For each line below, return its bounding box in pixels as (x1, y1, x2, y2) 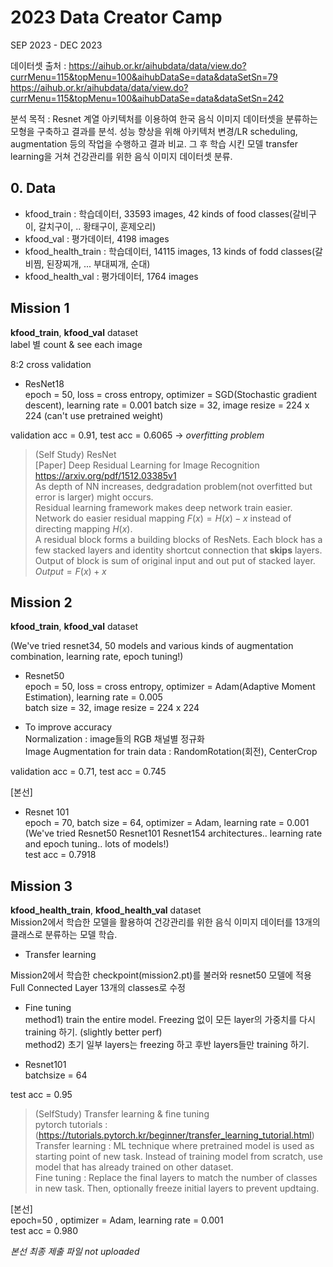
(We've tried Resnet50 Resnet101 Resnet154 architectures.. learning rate (24, 827, 323, 840)
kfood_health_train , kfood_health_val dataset (10, 904, 202, 916)
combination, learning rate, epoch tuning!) (10, 651, 184, 663)
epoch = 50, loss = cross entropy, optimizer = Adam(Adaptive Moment (24, 681, 316, 693)
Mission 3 (10, 877, 73, 895)
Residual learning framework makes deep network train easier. (34, 501, 293, 513)
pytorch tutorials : (34, 1119, 108, 1131)
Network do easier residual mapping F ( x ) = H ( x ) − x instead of (34, 512, 292, 524)
